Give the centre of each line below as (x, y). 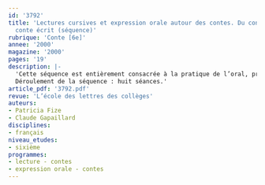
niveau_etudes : (33, 140)
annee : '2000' (32, 45)
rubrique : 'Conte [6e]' (47, 37)
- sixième (24, 147)
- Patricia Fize (35, 111)
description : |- (35, 67)
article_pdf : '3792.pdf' (49, 89)
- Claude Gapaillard (42, 118)
